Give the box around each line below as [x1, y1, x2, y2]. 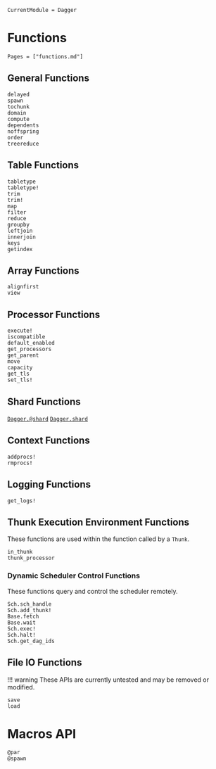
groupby [7, 221, 30, 228]
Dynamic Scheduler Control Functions [7, 571, 141, 580]
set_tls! [7, 376, 33, 383]
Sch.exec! [7, 625, 37, 633]
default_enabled [7, 340, 55, 347]
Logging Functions [7, 478, 91, 490]
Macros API [7, 725, 76, 742]
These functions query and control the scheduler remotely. [7, 587, 178, 595]
